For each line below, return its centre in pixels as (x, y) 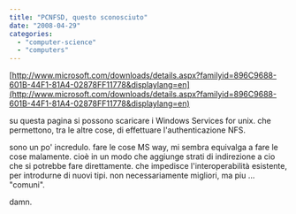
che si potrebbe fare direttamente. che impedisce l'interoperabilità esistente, (148, 166)
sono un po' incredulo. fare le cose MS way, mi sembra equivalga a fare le (144, 148)
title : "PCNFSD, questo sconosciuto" (79, 17)
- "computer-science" (57, 42)
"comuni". (27, 185)
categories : (31, 34)
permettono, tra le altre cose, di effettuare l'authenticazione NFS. (127, 130)
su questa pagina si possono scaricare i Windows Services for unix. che (140, 121)
